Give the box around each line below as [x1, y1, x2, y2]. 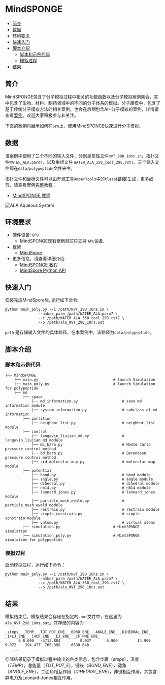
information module [5, 403, 45, 408]
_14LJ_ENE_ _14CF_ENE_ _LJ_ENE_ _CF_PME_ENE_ [5, 634, 100, 639]
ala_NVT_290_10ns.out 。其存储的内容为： [5, 620, 89, 626]
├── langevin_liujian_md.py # [31, 433, 125, 439]
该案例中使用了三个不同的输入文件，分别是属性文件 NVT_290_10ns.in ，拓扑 [5, 152, 155, 159]
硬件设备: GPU [12, 232, 39, 238]
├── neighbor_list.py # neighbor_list [31, 420, 155, 425]
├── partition [23, 416, 52, 421]
